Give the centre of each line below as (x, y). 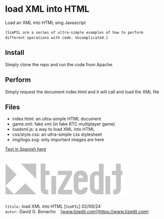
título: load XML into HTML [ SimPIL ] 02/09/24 (53, 206)
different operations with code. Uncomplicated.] (57, 38)
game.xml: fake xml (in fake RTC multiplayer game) (63, 124)
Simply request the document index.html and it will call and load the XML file (82, 92)
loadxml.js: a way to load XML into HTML (53, 129)
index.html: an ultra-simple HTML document (57, 119)
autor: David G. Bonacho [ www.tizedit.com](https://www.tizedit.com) (77, 212)
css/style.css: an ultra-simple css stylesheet (57, 134)
